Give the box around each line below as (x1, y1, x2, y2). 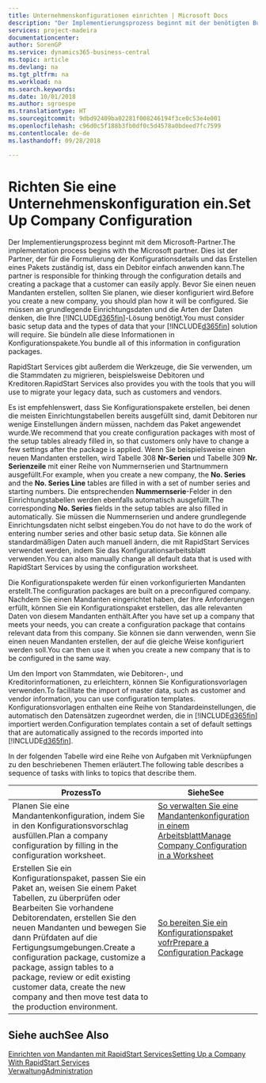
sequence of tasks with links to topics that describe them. (8, 769, 197, 778)
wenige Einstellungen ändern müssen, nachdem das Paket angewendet (8, 420, 241, 429)
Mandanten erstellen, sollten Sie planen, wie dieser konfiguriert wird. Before (8, 288, 254, 298)
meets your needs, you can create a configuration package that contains (8, 620, 245, 629)
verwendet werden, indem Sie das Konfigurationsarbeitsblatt (8, 545, 206, 555)
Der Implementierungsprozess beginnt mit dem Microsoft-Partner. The (8, 237, 236, 247)
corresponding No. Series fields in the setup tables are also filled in (8, 503, 228, 513)
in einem (158, 820, 190, 831)
